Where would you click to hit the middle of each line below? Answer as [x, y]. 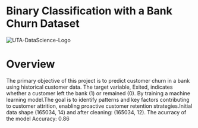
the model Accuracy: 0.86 [38, 118]
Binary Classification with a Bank [89, 11]
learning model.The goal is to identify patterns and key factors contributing [98, 99]
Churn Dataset [43, 24]
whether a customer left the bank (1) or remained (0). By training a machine [98, 93]
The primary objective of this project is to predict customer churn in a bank [98, 80]
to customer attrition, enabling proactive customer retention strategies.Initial [99, 106]
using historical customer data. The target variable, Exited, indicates [89, 87]
